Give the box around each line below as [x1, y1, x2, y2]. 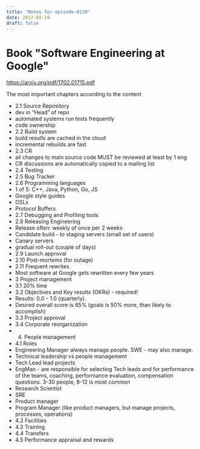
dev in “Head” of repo [15, 109, 69, 116]
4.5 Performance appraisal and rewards [15, 436, 114, 444]
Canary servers [15, 237, 54, 245]
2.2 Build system [15, 128, 57, 135]
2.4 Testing [15, 167, 44, 174]
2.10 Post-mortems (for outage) [15, 256, 94, 263]
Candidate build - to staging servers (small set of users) [15, 231, 154, 238]
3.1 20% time [15, 282, 48, 289]
